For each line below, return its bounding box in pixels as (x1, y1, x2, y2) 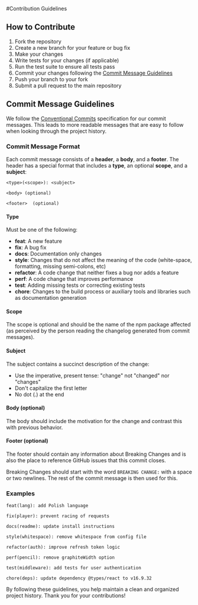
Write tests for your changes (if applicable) (14, 56, 119, 64)
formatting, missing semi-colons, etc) (14, 263, 106, 270)
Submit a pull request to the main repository (14, 82, 122, 89)
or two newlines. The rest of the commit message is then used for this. (6, 474, 178, 482)
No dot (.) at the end (14, 390, 64, 398)
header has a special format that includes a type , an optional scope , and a (6, 162, 188, 169)
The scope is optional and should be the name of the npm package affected (6, 321, 191, 328)
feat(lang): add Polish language (6, 503, 89, 509)
